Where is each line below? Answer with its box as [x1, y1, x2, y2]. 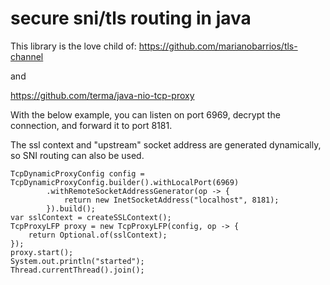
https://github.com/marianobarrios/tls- [138, 40, 298, 52]
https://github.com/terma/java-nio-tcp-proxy [10, 89, 195, 101]
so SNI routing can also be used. [10, 149, 145, 161]
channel [10, 50, 44, 62]
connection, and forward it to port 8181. [10, 119, 173, 131]
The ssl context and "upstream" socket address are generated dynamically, [10, 138, 322, 151]
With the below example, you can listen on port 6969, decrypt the [10, 108, 281, 121]
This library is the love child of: [10, 40, 137, 52]
